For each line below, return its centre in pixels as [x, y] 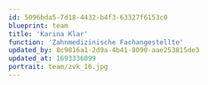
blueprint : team [38, 26]
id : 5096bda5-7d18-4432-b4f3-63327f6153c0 [88, 17]
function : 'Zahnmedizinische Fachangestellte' [96, 42]
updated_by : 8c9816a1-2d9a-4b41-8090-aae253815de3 [104, 50]
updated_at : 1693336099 [52, 58]
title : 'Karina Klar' [48, 34]
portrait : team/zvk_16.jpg [58, 67]
